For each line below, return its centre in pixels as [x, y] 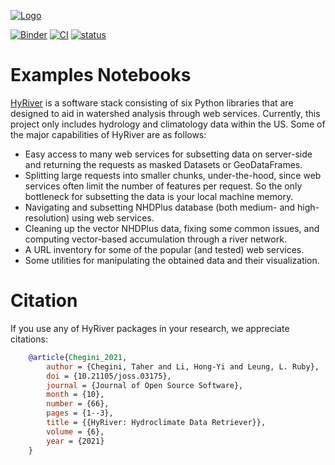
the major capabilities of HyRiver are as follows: [108, 134]
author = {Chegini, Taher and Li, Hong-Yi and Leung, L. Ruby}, [183, 366]
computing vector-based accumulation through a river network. [155, 239]
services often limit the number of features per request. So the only [163, 186]
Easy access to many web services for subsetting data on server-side [168, 154]
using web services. [113, 217]
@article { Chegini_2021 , [78, 357]
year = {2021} [75, 441]
